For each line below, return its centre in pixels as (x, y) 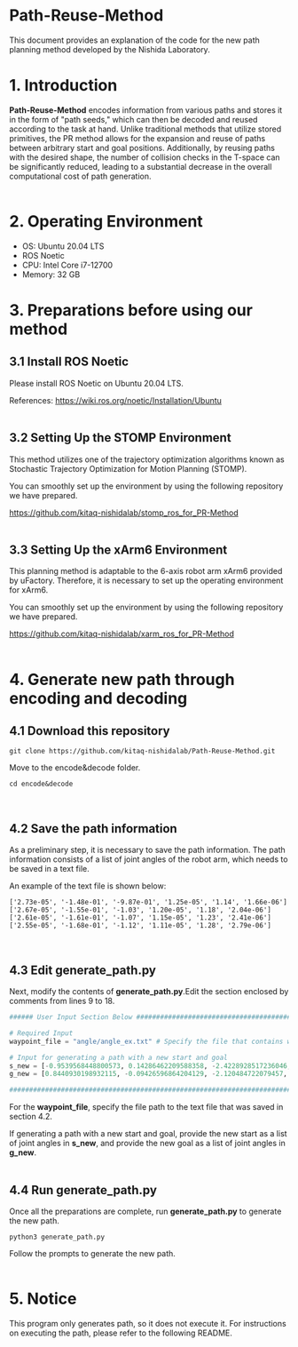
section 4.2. (31, 1117)
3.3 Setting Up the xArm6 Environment (118, 550)
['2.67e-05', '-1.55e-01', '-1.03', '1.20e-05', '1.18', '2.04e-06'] (141, 910)
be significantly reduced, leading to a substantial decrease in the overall (141, 166)
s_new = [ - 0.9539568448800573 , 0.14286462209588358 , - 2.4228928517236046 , (150, 1066)
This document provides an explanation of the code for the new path (134, 40)
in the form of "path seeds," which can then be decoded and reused (133, 119)
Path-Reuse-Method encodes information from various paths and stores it (146, 110)
